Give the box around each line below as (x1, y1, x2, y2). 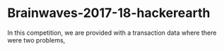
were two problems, (7, 35, 66, 44)
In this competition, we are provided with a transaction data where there (7, 28, 217, 37)
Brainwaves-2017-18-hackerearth (7, 5, 211, 21)
